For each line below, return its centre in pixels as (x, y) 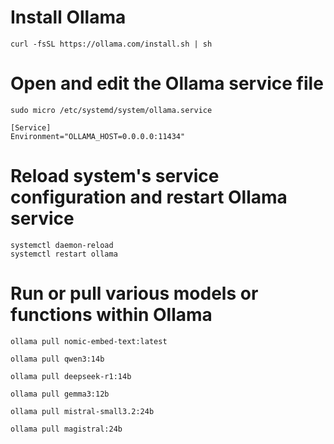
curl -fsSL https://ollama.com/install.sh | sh (111, 44)
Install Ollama (68, 17)
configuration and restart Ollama (149, 197)
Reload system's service (115, 176)
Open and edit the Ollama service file (167, 83)
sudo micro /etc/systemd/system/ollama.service (111, 110)
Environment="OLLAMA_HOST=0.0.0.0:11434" (98, 136)
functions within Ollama (111, 315)
